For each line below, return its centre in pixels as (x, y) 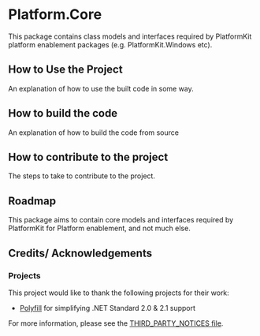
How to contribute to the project (88, 157)
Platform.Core (55, 15)
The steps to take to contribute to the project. (82, 176)
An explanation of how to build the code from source (94, 133)
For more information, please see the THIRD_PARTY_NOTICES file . (116, 323)
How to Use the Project (66, 70)
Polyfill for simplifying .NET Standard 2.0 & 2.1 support (107, 308)
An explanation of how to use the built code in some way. (101, 88)
